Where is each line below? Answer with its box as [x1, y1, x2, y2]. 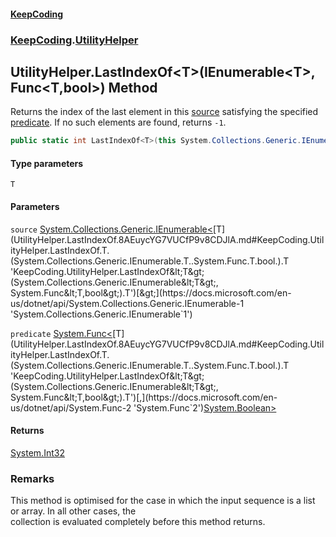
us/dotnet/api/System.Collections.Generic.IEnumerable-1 [10, 297, 245, 309]
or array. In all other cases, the [10, 505, 137, 517]
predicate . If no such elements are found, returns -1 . [10, 116, 227, 129]
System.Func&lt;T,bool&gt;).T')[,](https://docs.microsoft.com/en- [10, 391, 278, 403]
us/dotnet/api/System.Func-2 [10, 401, 132, 414]
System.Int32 [10, 446, 65, 459]
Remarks [10, 471, 55, 485]
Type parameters [10, 157, 84, 169]
